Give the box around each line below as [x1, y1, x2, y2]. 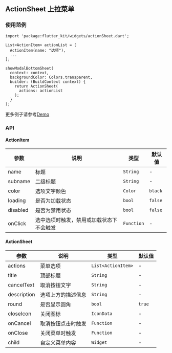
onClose [8, 329, 28, 337]
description [8, 291, 35, 298]
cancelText [8, 281, 35, 289]
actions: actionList [18, 88, 63, 93]
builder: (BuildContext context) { [10, 79, 86, 84]
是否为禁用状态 [35, 207, 72, 214]
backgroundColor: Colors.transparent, [10, 75, 93, 80]
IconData [91, 311, 113, 317]
